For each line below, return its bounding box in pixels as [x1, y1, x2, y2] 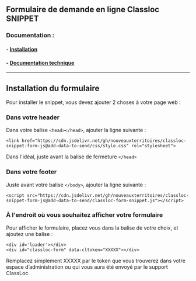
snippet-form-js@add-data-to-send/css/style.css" [6, 143, 129, 149]
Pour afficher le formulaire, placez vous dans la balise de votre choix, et [6, 224, 178, 231]
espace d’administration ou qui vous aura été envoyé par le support [6, 263, 168, 270]
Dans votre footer [6, 168, 57, 176]
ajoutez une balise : [6, 230, 53, 237]
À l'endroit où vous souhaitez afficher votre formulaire [6, 211, 163, 219]
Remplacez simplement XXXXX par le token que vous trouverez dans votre [6, 257, 185, 264]
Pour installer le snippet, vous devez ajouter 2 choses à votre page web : [6, 99, 181, 106]
